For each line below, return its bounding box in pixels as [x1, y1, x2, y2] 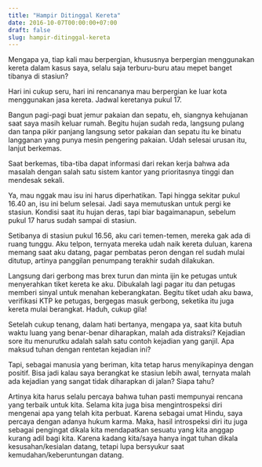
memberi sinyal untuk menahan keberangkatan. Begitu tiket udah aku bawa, [8, 288, 253, 297]
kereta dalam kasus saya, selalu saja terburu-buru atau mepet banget [8, 64, 233, 73]
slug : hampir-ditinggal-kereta [8, 33, 111, 42]
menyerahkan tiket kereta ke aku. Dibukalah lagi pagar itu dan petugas [8, 279, 235, 289]
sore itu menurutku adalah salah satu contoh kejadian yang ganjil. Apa [8, 337, 235, 346]
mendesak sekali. [8, 176, 65, 185]
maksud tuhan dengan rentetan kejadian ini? [8, 345, 151, 354]
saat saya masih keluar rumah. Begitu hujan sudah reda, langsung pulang [8, 119, 245, 128]
